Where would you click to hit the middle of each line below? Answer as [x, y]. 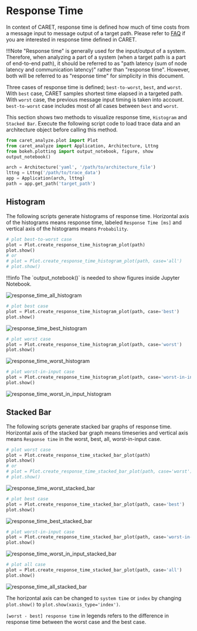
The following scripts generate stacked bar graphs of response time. [89, 426]
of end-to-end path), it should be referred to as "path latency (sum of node [97, 63]
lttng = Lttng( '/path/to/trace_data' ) [53, 173]
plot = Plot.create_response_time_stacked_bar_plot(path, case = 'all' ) [94, 570]
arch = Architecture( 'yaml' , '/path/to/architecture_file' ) [81, 167]
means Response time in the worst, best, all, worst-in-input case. [84, 439]
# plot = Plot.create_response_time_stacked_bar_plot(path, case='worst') [99, 471]
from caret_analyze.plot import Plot [52, 140]
